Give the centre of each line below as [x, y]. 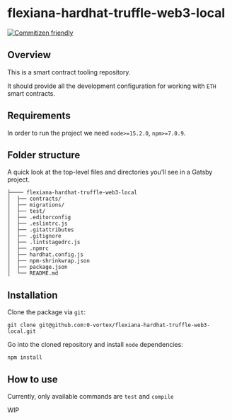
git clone [22, 325]
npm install [25, 358]
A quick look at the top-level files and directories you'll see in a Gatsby [110, 172]
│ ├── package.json [38, 267]
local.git [22, 331]
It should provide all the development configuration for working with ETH [112, 86]
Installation [33, 295]
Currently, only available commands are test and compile [91, 396]
